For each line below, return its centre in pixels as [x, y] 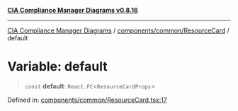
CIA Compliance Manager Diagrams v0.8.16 [73, 10]
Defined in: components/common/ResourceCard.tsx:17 [87, 100]
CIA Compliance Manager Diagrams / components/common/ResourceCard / [119, 30]
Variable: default [57, 67]
